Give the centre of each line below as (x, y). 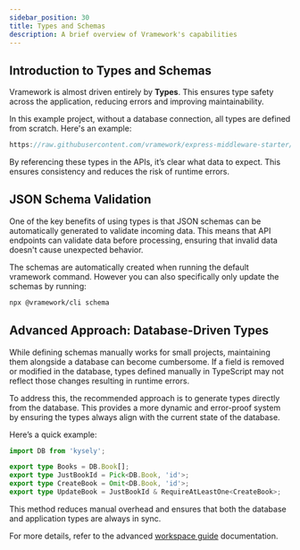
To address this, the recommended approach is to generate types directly (145, 398)
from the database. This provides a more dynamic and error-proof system (145, 408)
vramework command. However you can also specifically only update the (144, 276)
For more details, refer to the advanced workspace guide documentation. (144, 536)
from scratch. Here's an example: (71, 129)
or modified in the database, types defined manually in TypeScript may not (146, 371)
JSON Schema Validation (80, 199)
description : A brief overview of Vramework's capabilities (124, 34)
